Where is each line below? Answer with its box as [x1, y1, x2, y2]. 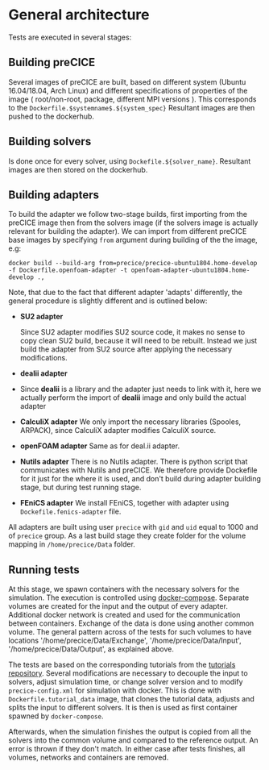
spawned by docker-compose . [8, 711, 104, 721]
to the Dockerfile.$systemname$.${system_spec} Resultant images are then [8, 102, 255, 112]
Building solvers [8, 135, 92, 148]
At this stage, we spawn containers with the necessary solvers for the [8, 585, 240, 594]
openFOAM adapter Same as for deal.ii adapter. [19, 441, 180, 451]
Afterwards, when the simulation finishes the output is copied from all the [8, 727, 251, 737]
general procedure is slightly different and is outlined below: [8, 296, 208, 306]
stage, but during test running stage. [19, 482, 142, 493]
